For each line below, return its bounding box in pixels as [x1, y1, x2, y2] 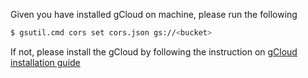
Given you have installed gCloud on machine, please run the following [10, 9, 298, 20]
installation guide [10, 56, 81, 68]
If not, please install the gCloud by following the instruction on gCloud [10, 45, 298, 58]
